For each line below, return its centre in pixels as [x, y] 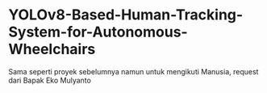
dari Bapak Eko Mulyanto [50, 80]
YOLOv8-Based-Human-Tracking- [126, 15]
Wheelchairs [52, 49]
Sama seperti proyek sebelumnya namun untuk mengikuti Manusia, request [133, 71]
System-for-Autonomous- [98, 32]
